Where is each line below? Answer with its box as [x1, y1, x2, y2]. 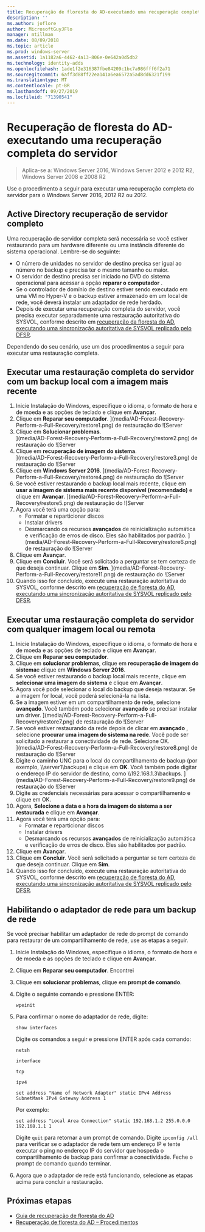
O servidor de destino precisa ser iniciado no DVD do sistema [15, 272, 170, 280]
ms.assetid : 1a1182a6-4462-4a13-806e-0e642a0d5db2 [7, 54, 138, 60]
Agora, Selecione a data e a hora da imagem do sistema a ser [15, 802, 172, 810]
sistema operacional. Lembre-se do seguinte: [7, 248, 121, 255]
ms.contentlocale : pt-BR [7, 83, 70, 89]
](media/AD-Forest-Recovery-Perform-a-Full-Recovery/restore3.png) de [15, 454, 198, 462]
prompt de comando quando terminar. [15, 1159, 111, 1167]
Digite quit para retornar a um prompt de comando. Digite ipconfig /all [15, 1134, 198, 1141]
